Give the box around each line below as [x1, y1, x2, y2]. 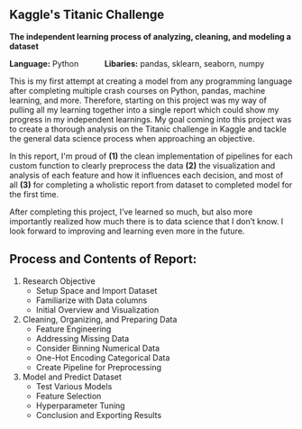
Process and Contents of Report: [9, 251, 197, 267]
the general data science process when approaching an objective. [9, 132, 255, 143]
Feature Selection [35, 390, 102, 401]
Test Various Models [35, 380, 113, 391]
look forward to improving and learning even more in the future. [9, 225, 245, 236]
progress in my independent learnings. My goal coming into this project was [9, 114, 292, 124]
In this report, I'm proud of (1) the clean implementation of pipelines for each [9, 151, 293, 161]
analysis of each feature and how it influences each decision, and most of [9, 169, 284, 180]
